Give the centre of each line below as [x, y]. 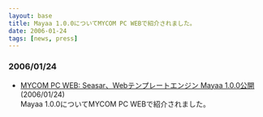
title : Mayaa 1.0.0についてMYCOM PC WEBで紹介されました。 [102, 23]
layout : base [30, 16]
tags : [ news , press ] [43, 38]
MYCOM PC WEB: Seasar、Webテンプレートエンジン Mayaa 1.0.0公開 [137, 85]
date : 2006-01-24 [38, 31]
